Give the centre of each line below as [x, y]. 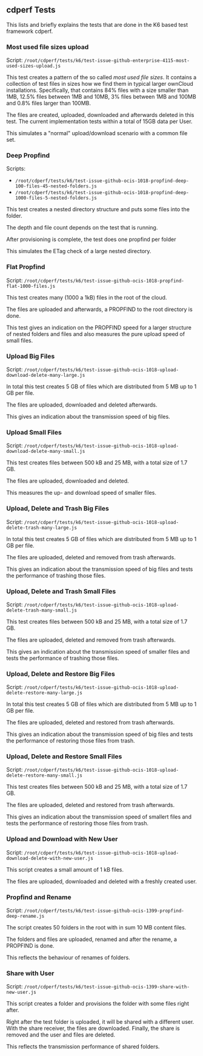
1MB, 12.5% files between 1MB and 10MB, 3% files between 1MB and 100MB [101, 97]
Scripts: [16, 169]
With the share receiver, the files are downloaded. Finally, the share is [93, 1029]
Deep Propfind [28, 156]
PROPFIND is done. [30, 946]
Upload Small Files [34, 432]
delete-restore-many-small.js [45, 775]
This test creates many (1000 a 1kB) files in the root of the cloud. [87, 297]
